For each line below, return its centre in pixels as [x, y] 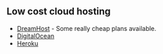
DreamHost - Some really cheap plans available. [86, 28]
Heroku [27, 43]
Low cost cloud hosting [59, 12]
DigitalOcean [35, 36]
